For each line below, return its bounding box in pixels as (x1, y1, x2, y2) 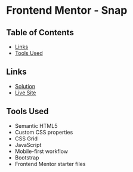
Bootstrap (14, 153, 39, 161)
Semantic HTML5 (14, 122, 58, 129)
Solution (14, 82, 36, 90)
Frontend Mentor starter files (14, 160, 86, 167)
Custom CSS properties (14, 128, 73, 136)
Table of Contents (6, 27, 75, 38)
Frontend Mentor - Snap (6, 4, 128, 17)
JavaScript (14, 141, 42, 148)
